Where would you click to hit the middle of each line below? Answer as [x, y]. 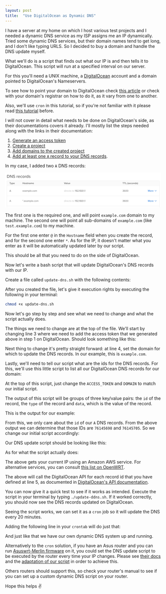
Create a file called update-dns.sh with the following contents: [68, 280]
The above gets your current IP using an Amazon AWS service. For [73, 462]
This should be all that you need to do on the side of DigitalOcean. [72, 255]
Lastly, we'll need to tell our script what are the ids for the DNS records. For [82, 364]
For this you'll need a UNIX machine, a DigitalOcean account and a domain [81, 76]
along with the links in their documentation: [49, 130]
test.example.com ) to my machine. [40, 226]
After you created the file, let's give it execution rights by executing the [77, 290]
